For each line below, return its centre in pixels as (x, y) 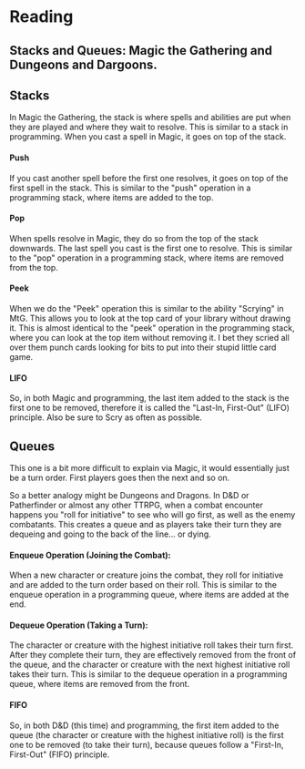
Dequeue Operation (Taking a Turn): (79, 625)
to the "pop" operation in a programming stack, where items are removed (147, 258)
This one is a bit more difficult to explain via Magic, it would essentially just (149, 468)
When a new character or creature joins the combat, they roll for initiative (147, 575)
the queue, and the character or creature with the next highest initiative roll (150, 665)
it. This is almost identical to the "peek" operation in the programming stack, (152, 328)
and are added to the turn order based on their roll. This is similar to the (143, 585)
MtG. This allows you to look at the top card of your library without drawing (150, 318)
